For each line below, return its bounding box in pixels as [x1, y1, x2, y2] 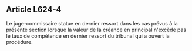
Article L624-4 [6, 5, 62, 14]
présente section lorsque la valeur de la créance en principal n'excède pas [6, 26, 187, 33]
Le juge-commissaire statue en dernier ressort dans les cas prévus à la [6, 20, 178, 27]
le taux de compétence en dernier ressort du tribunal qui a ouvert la [6, 32, 170, 39]
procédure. [6, 38, 33, 45]
